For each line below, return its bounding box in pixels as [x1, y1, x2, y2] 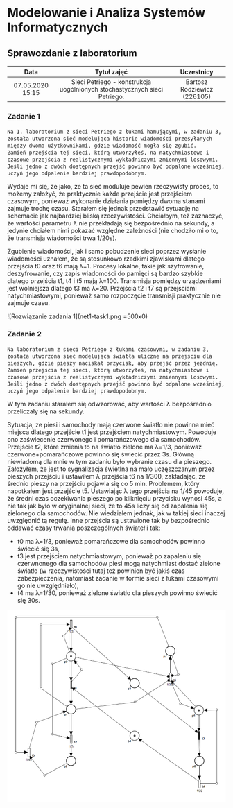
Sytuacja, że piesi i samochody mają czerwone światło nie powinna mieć [7, 420, 215, 429]
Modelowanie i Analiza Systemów [7, 5, 206, 21]
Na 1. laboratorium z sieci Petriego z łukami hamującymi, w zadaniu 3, [7, 128, 222, 135]
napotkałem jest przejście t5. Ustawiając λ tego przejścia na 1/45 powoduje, [7, 487, 224, 495]
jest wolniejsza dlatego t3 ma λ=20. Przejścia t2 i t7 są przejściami [7, 284, 197, 292]
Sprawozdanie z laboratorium [7, 47, 137, 59]
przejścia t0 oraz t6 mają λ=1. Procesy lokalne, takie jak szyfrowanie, [7, 261, 205, 270]
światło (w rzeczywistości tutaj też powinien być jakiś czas [17, 567, 185, 575]
